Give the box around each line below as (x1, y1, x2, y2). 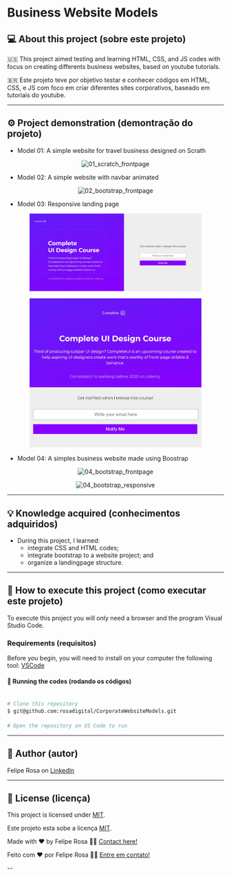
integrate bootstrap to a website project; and (27, 551, 154, 559)
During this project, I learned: (16, 536, 100, 545)
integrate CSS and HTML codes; (27, 544, 119, 552)
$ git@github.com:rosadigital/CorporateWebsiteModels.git (7, 708, 177, 715)
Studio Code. (7, 621, 45, 629)
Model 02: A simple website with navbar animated (16, 173, 159, 181)
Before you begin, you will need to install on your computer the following (7, 654, 212, 663)
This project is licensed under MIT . (7, 811, 105, 819)
